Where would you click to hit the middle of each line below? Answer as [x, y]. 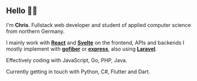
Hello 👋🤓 [22, 11]
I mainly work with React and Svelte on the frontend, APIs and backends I [95, 42]
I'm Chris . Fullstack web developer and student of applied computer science [98, 25]
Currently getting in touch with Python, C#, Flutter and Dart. [78, 72]
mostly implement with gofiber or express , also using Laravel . [81, 49]
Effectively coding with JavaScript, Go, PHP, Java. [67, 60]
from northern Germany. [35, 31]
